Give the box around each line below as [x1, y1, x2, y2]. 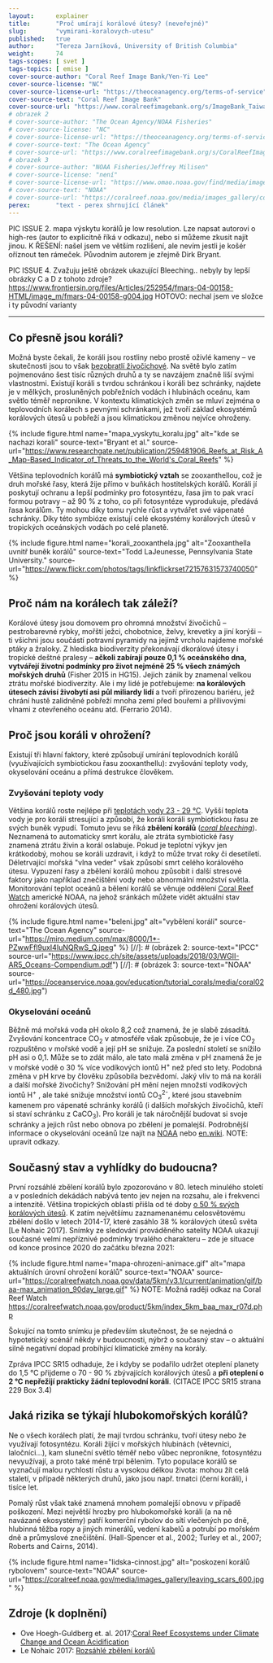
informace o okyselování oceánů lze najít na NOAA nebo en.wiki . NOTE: [8, 1128, 248, 1138]
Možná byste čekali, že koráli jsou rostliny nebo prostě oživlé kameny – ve [8, 352, 256, 362]
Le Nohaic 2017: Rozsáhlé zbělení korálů [19, 1645, 156, 1655]
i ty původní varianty [8, 300, 77, 309]
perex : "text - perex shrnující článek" [8, 201, 169, 209]
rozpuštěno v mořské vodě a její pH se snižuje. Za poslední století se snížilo [8, 1044, 262, 1054]
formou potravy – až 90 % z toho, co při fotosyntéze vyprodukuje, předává [8, 497, 258, 506]
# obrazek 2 [8, 111, 49, 119]
